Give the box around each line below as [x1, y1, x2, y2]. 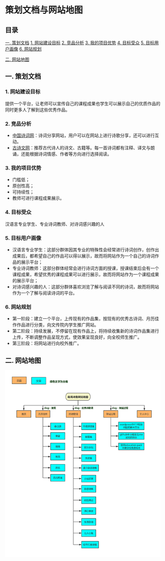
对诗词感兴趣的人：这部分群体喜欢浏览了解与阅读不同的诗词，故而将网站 [12, 284, 159, 290]
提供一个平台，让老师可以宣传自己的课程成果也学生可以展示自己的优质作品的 [5, 100, 161, 106]
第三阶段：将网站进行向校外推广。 [12, 341, 82, 346]
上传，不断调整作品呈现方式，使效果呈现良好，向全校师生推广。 [12, 334, 142, 340]
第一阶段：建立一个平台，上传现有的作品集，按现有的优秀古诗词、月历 [12, 316, 155, 322]
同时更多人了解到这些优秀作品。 [5, 107, 70, 113]
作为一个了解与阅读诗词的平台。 [12, 290, 77, 296]
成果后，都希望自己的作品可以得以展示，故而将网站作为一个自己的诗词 [12, 253, 155, 259]
